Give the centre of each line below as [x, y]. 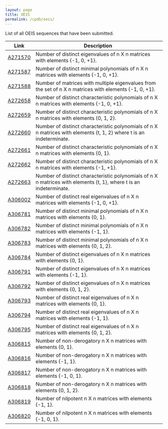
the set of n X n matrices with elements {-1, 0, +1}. [95, 89]
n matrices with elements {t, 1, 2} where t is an [90, 132]
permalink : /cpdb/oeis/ [30, 19]
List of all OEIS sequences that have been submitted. [59, 34]
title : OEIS [17, 15]
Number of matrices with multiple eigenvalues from [96, 83]
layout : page [19, 10]
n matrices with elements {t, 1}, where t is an [88, 182]
